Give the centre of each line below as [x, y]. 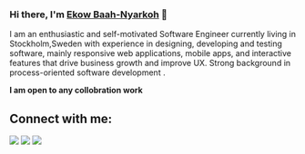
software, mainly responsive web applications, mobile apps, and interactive [151, 53]
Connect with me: [61, 118]
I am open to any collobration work [76, 91]
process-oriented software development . [87, 72]
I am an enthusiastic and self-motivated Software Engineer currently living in [152, 34]
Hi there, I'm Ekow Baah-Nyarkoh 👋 [89, 14]
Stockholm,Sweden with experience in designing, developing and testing [146, 43]
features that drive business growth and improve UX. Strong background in [150, 63]
